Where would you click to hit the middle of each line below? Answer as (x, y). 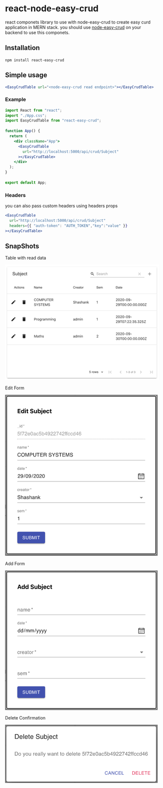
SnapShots (22, 246)
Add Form (15, 563)
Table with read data (26, 258)
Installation (22, 48)
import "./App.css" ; (26, 116)
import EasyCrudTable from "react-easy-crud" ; (53, 120)
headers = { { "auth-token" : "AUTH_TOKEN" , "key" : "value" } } (69, 226)
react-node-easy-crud (52, 9)
